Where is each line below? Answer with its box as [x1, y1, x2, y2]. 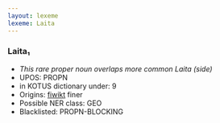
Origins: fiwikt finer [19, 89, 83, 99]
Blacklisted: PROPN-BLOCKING [19, 106, 124, 117]
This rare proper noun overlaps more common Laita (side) [19, 64, 213, 73]
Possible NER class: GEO [19, 98, 102, 108]
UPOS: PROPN [19, 72, 68, 82]
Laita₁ [7, 46, 31, 57]
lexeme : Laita [7, 19, 56, 27]
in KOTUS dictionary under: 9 [19, 81, 117, 91]
